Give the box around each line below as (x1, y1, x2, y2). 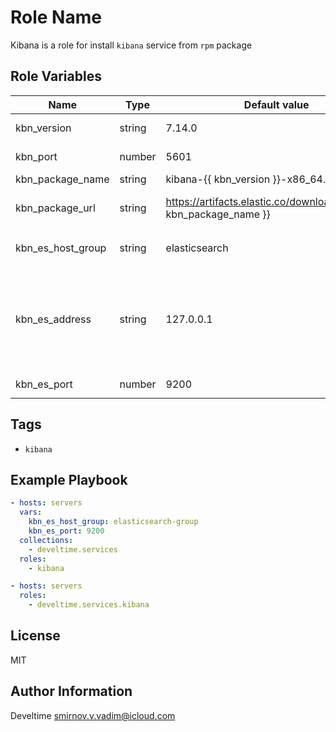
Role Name (10, 6, 102, 29)
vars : (19, 507, 43, 518)
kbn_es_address (15, 312, 92, 326)
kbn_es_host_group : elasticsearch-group (28, 517, 199, 527)
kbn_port (15, 149, 58, 163)
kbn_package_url (15, 201, 96, 215)
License (10, 627, 61, 645)
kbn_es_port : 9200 (28, 526, 105, 536)
